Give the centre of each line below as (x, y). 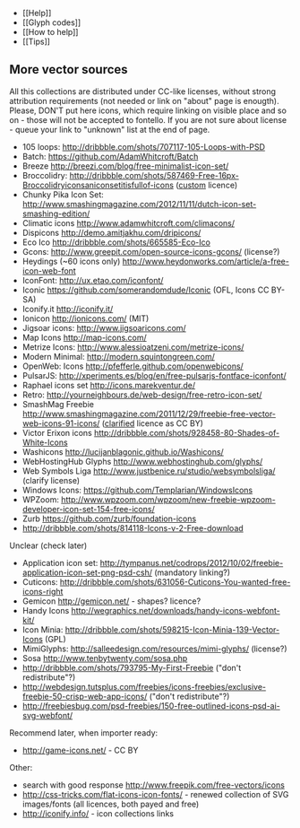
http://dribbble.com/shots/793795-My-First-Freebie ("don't (132, 667)
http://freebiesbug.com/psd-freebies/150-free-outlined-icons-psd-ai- (151, 706)
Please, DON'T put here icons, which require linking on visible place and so (148, 110)
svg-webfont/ (47, 715)
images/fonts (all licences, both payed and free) (111, 804)
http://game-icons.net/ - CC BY (80, 750)
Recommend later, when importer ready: (84, 732)
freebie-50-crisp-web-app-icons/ (85, 696)
